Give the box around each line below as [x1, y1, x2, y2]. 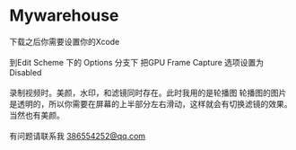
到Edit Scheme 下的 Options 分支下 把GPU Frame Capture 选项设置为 [9, 57, 265, 67]
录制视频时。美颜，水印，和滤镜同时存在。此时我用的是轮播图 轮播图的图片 [9, 87, 287, 98]
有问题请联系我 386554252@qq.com [9, 130, 146, 141]
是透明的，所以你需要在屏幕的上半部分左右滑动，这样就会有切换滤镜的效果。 [9, 98, 292, 109]
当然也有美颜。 [9, 110, 65, 120]
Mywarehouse [9, 5, 119, 26]
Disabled [9, 66, 42, 77]
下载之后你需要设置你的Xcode [9, 36, 120, 47]
